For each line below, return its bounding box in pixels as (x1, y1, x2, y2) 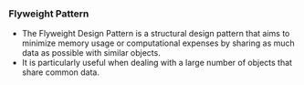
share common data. (21, 67, 100, 78)
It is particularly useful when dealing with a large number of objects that (21, 58, 293, 69)
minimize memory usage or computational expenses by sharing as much (21, 37, 296, 48)
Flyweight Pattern (8, 7, 89, 20)
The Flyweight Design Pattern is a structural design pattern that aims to (21, 28, 290, 39)
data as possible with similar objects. (21, 48, 161, 58)
